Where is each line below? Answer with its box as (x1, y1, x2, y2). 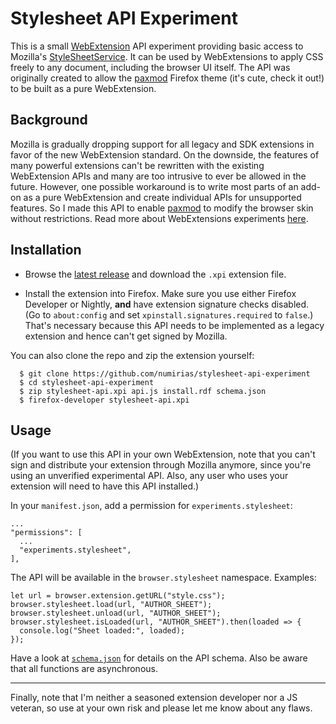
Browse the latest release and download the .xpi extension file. (24, 268, 287, 280)
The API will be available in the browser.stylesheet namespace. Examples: (10, 572, 317, 584)
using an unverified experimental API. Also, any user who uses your (10, 470, 289, 482)
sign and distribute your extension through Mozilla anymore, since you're (10, 459, 312, 471)
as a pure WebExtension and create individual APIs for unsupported (23, 191, 302, 203)
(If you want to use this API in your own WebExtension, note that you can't (10, 448, 316, 461)
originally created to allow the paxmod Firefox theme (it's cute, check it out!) (10, 72, 325, 84)
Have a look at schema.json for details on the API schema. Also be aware (10, 652, 308, 664)
